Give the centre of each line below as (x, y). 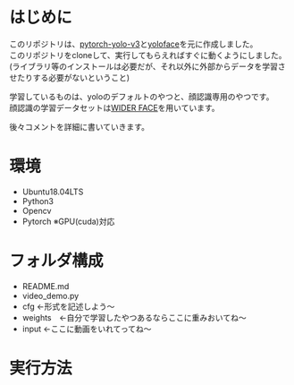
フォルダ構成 (57, 261)
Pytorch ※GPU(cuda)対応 (68, 221)
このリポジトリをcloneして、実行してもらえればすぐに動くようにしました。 (148, 55)
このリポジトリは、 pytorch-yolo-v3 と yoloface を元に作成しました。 (134, 44)
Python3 (38, 201)
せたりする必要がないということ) (70, 77)
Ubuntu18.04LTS (53, 192)
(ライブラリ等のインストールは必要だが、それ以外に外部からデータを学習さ (147, 66)
